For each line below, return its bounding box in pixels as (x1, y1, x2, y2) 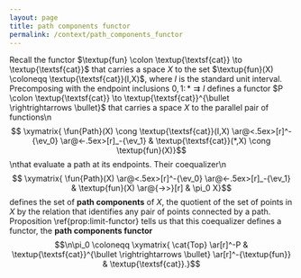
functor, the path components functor (9, 226, 153, 237)
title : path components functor (9, 22, 131, 31)
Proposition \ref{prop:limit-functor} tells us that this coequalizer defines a (9, 216, 282, 227)
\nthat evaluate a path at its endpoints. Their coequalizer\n (9, 159, 227, 170)
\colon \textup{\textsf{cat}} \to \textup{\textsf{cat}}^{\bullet (9, 93, 230, 103)
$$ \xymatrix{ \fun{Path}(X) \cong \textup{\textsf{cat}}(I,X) (10, 126, 230, 137)
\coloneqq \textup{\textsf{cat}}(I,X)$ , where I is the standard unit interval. (9, 74, 282, 85)
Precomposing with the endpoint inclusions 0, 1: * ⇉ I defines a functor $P (9, 83, 284, 94)
